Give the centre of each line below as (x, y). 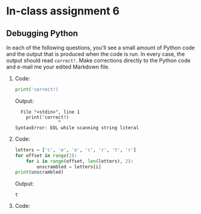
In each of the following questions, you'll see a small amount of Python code (100, 47)
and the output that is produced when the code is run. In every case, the (95, 54)
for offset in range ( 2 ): (46, 155)
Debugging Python (42, 33)
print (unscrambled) (39, 173)
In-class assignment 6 (63, 11)
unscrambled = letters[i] (69, 167)
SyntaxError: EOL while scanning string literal (77, 127)
